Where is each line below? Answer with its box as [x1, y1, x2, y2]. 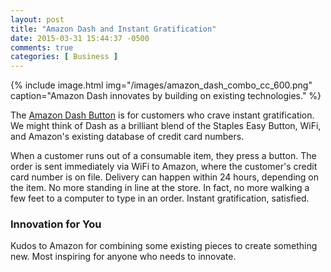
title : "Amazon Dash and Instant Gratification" [10, 24, 217, 34]
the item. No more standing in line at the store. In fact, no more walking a [10, 182, 310, 194]
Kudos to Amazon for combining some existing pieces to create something [10, 240, 318, 252]
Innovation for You [10, 217, 102, 231]
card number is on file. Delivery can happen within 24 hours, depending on [10, 171, 320, 183]
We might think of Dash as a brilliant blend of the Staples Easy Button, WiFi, [10, 120, 322, 132]
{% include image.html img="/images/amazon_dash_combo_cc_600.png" [10, 79, 313, 91]
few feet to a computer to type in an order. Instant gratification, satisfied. [10, 192, 310, 205]
